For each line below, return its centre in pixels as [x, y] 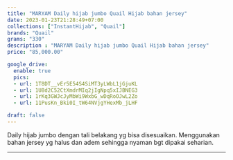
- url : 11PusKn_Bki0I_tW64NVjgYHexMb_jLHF [76, 103]
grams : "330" [26, 39]
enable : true [32, 71]
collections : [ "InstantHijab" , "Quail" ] [67, 26]
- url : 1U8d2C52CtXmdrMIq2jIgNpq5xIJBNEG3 [76, 90]
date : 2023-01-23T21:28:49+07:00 [55, 20]
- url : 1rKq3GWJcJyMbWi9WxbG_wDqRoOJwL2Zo [76, 97]
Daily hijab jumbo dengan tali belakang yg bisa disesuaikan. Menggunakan [114, 134]
